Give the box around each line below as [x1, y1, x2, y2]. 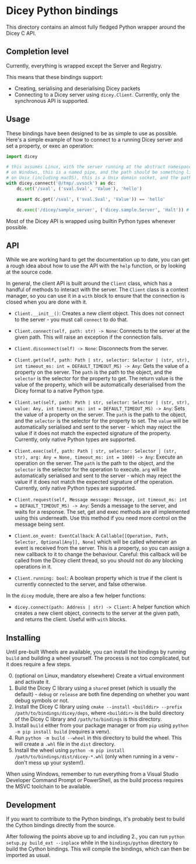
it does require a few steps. [6, 661, 72, 668]
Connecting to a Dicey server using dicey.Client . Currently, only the [14, 91, 180, 98]
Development [6, 800, 57, 810]
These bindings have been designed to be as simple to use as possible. [6, 130, 178, 137]
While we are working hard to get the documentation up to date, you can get [6, 256, 190, 263]
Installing [6, 633, 41, 643]
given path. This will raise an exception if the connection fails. [14, 333, 163, 340]
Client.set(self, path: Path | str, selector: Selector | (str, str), [14, 400, 190, 406]
